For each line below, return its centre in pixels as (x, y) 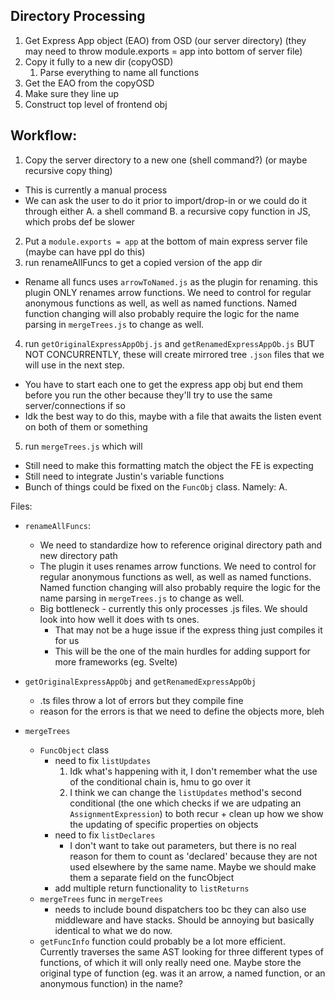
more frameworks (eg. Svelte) (116, 661)
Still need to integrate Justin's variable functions (124, 476)
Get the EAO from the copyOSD (89, 83)
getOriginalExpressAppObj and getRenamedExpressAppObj (140, 681)
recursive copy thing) (68, 170)
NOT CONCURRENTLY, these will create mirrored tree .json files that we (174, 354)
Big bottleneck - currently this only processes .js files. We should (173, 608)
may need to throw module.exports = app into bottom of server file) (163, 51)
